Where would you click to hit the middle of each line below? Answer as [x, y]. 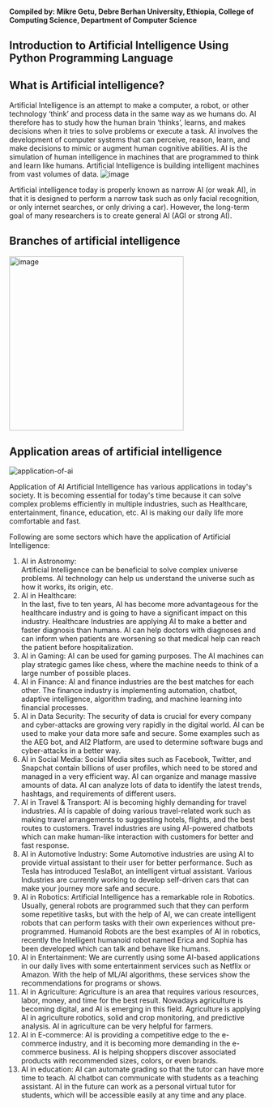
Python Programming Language [91, 58]
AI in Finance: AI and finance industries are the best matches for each [137, 682]
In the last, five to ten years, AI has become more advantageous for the [139, 605]
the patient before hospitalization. [77, 648]
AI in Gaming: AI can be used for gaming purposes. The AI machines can [142, 656]
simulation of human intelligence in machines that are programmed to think [134, 156]
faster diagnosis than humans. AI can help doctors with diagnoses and [138, 630]
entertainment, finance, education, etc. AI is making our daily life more [126, 513]
